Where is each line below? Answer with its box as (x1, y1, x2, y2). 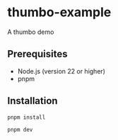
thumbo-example (7, 4, 112, 21)
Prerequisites (7, 48, 68, 60)
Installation (7, 95, 58, 107)
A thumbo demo (7, 28, 54, 36)
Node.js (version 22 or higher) (17, 66, 106, 75)
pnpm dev (7, 127, 33, 134)
